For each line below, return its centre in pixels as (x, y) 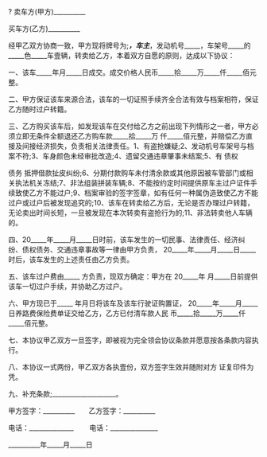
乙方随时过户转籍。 (40, 109)
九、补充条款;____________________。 (66, 394)
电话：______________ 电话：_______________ (83, 428)
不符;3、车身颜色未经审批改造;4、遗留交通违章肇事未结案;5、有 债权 (126, 156)
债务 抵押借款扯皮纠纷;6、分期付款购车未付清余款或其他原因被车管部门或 (127, 173)
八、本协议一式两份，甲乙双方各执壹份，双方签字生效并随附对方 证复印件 (128, 367)
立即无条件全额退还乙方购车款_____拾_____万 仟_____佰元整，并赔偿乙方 (130, 136)
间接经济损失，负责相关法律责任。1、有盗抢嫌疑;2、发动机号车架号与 (135, 146)
